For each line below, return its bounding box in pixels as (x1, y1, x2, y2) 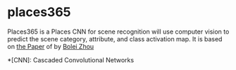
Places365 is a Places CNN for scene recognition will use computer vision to (7, 27, 230, 36)
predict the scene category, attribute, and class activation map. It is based (7, 34, 223, 43)
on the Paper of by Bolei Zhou (7, 42, 94, 50)
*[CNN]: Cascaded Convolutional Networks (7, 55, 135, 64)
